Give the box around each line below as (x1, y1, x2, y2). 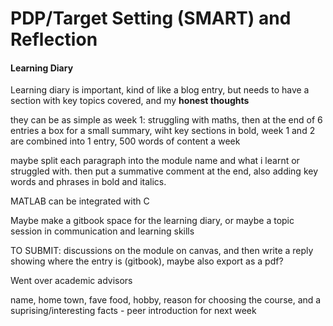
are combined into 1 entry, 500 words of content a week (10, 135, 241, 147)
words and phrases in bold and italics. (10, 176, 167, 188)
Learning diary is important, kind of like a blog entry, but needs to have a (10, 84, 310, 96)
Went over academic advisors (10, 275, 133, 287)
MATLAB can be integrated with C (10, 195, 150, 207)
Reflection (10, 28, 98, 51)
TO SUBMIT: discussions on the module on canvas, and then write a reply (10, 245, 314, 257)
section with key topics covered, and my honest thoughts (10, 95, 250, 107)
